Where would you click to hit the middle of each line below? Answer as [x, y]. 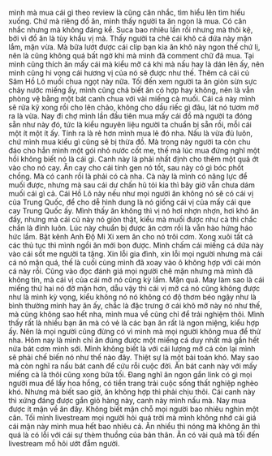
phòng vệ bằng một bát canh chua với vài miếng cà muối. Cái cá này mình [132, 99]
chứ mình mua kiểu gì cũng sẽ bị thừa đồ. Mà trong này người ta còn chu [130, 142]
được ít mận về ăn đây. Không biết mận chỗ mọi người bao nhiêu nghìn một [134, 409]
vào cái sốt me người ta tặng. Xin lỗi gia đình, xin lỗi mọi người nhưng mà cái [136, 254]
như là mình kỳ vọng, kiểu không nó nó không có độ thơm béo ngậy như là [133, 297]
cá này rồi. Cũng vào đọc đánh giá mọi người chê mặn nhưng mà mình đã [131, 271]
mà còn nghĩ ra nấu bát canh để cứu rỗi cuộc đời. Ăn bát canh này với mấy [133, 366]
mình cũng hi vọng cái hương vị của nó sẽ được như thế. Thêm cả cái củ [129, 73]
